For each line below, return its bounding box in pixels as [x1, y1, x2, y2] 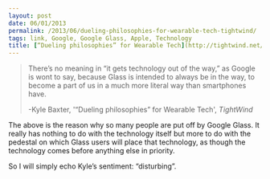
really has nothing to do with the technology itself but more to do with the [8, 129, 252, 139]
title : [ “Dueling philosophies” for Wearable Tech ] [8, 42, 185, 50]
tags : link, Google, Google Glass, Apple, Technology [8, 34, 193, 43]
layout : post [8, 11, 52, 20]
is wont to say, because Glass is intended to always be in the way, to [27, 72, 256, 82]
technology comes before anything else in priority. [8, 146, 175, 156]
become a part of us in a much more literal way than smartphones [27, 81, 247, 91]
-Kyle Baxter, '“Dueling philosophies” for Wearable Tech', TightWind [27, 105, 253, 115]
